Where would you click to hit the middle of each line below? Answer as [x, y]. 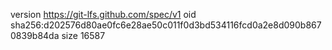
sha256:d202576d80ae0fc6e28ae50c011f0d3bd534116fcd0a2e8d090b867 [166, 25]
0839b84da [35, 35]
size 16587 [83, 35]
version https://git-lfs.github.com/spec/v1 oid [103, 14]
